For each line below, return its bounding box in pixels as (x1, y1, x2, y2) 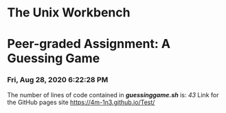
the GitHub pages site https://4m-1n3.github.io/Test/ (7, 98, 155, 106)
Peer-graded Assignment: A (7, 36, 170, 52)
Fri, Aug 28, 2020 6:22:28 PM (7, 75, 109, 85)
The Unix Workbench (7, 5, 131, 21)
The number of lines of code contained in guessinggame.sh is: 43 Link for (7, 90, 219, 99)
